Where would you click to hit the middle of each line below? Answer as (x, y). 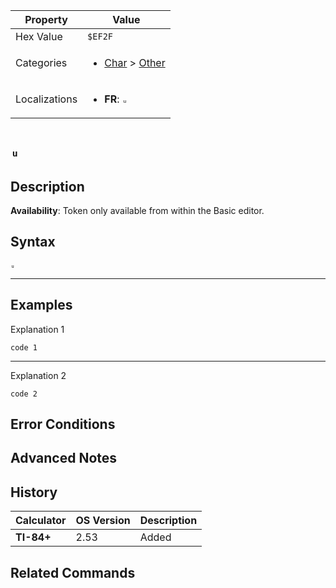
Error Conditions (63, 424)
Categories (41, 62)
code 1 (24, 347)
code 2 (24, 394)
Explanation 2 (38, 375)
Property (46, 19)
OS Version (103, 521)
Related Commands (73, 572)
